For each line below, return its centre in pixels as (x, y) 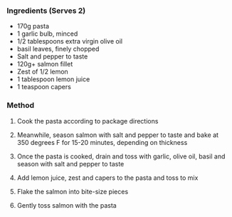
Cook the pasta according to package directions (88, 121)
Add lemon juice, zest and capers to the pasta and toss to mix (107, 178)
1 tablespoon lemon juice (53, 79)
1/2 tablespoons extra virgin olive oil (69, 41)
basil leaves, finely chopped (58, 49)
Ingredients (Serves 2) (46, 11)
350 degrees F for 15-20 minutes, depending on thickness (102, 142)
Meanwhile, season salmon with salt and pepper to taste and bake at (117, 135)
